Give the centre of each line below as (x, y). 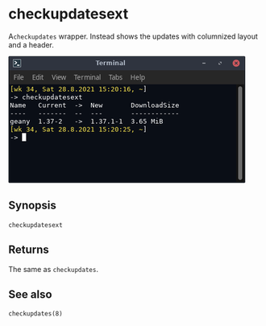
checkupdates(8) (35, 314)
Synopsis (32, 206)
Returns (29, 250)
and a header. (31, 44)
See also (30, 294)
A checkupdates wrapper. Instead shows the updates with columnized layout (133, 36)
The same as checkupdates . (54, 269)
